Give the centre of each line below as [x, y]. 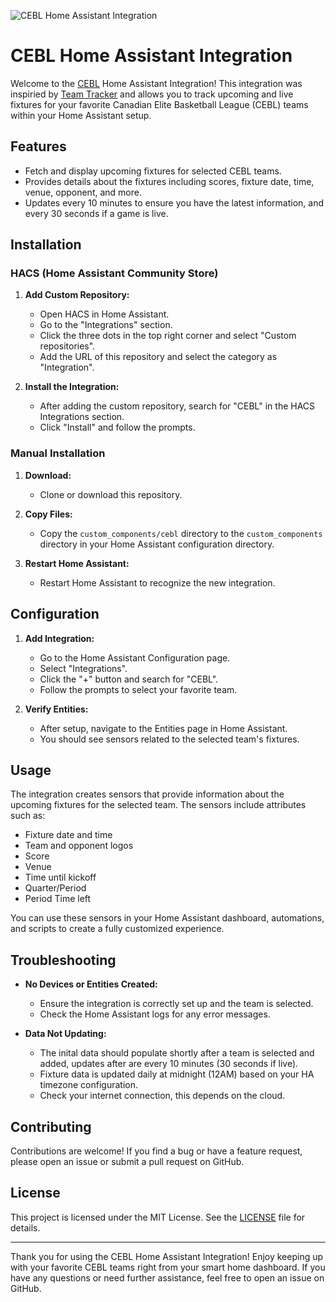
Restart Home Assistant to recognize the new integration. [157, 582]
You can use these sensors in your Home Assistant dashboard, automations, [167, 918]
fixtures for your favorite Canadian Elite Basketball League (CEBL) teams [159, 104]
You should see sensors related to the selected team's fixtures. [169, 739]
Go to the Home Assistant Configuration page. [135, 657]
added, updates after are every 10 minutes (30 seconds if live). [169, 1064]
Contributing [51, 1126]
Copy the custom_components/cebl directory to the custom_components [181, 533]
